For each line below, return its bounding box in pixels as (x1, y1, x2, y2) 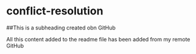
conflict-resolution (6, 4, 103, 18)
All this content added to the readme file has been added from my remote (6, 35, 191, 43)
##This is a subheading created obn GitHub (6, 24, 116, 31)
